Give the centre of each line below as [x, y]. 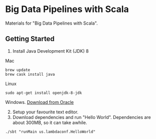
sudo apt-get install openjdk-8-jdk [44, 93]
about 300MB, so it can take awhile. [50, 122]
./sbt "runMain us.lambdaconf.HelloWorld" [50, 131]
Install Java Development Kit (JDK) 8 [51, 51]
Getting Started [30, 39]
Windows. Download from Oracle [40, 102]
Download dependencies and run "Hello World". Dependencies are [82, 117]
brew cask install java [30, 74]
